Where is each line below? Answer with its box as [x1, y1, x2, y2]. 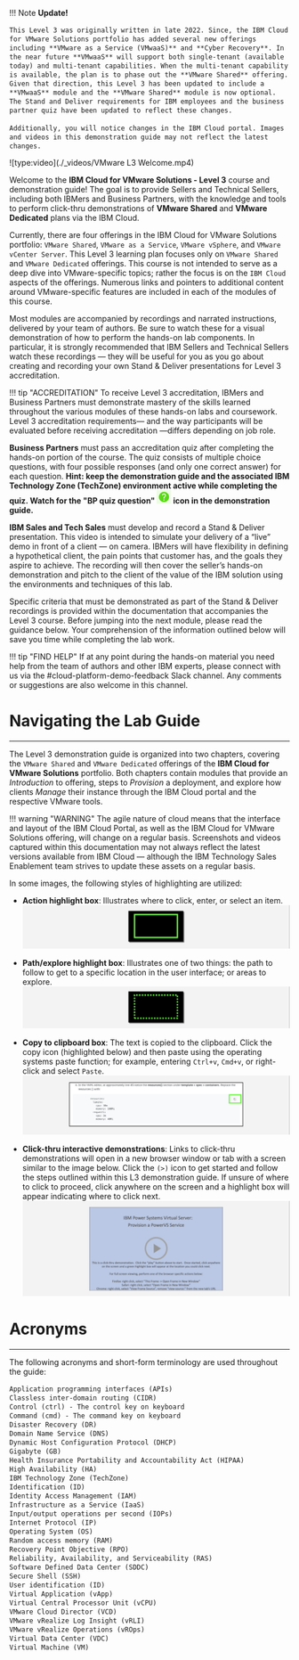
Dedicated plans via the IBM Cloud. [9, 213, 140, 223]
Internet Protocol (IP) [9, 1518, 98, 1527]
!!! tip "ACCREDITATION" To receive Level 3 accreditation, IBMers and [9, 388, 264, 397]
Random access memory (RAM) [9, 1536, 114, 1545]
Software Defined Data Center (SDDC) [9, 1563, 149, 1572]
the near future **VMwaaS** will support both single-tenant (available [9, 53, 285, 61]
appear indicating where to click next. [21, 1191, 161, 1202]
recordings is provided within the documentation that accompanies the [9, 606, 269, 616]
